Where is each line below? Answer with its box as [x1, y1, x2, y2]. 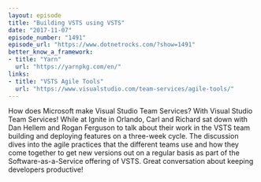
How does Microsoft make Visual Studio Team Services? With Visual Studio [8, 106, 253, 116]
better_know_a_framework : [8, 48, 93, 56]
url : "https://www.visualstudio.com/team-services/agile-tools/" [15, 84, 235, 93]
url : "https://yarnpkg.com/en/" [15, 63, 122, 71]
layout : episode [8, 11, 62, 20]
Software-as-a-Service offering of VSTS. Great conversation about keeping [8, 157, 254, 166]
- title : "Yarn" [8, 56, 62, 64]
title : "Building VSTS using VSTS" [8, 19, 125, 27]
